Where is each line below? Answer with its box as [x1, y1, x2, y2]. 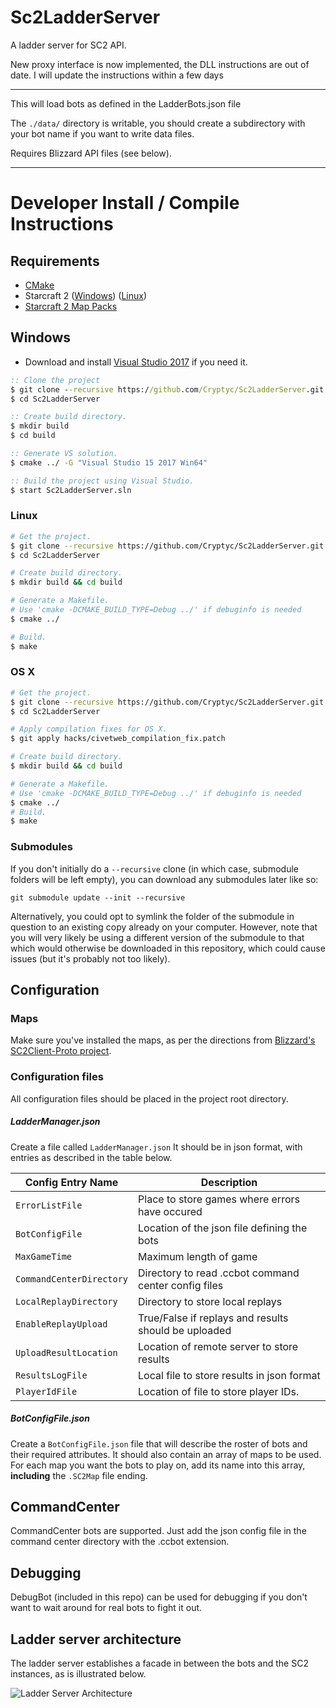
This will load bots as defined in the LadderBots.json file [10, 97, 242, 110]
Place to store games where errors [138, 1192, 300, 1206]
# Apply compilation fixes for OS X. [10, 724, 168, 735]
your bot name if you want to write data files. [10, 127, 195, 140]
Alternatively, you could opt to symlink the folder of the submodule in [10, 910, 295, 922]
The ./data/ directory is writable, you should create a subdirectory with [10, 117, 306, 129]
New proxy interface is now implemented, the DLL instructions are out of [10, 58, 310, 70]
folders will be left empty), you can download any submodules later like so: [10, 873, 319, 885]
